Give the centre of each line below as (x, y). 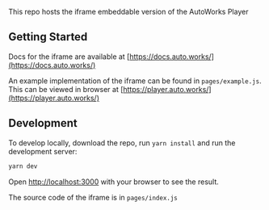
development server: (43, 151)
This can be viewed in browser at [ (66, 89)
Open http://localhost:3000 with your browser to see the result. (114, 182)
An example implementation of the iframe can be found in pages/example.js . (135, 81)
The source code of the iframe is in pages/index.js (93, 197)
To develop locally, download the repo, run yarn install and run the (122, 143)
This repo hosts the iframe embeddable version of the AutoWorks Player (128, 12)
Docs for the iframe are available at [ (69, 57)
